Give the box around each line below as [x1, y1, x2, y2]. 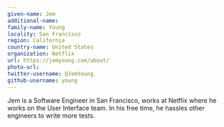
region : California [7, 37, 65, 44]
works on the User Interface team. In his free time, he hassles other [7, 104, 205, 113]
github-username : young [7, 76, 78, 84]
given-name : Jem [7, 10, 55, 18]
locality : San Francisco [7, 30, 81, 38]
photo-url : [7, 63, 40, 71]
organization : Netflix [7, 51, 75, 58]
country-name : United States [7, 44, 94, 51]
